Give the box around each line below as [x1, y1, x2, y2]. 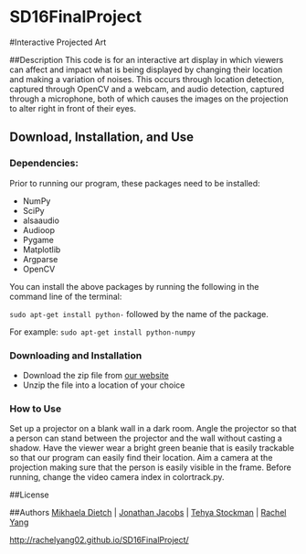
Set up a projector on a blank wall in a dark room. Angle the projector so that [9, 423, 297, 434]
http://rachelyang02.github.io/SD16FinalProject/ [9, 535, 189, 546]
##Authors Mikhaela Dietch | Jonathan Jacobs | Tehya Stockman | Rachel [9, 507, 287, 518]
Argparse [22, 253, 58, 264]
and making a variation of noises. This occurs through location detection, [9, 73, 285, 84]
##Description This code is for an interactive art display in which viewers [9, 54, 284, 65]
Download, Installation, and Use [9, 130, 195, 145]
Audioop [22, 224, 56, 235]
